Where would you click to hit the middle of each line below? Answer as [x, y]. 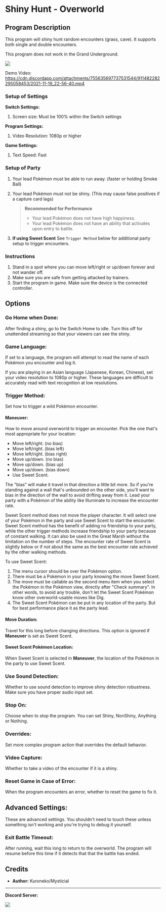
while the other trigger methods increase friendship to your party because [81, 531]
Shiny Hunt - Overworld [55, 9]
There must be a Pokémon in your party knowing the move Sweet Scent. [86, 577]
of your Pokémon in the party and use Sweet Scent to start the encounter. [80, 520]
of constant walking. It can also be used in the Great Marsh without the [77, 536]
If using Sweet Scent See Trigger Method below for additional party [81, 238]
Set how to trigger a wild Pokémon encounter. [52, 406]
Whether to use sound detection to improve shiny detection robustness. [78, 687]
